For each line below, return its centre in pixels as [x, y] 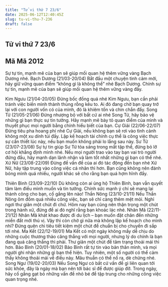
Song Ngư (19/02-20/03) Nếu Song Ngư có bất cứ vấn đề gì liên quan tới [80, 263]
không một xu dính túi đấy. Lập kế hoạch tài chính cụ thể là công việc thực [82, 136]
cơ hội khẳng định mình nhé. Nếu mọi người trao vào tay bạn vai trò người [81, 152]
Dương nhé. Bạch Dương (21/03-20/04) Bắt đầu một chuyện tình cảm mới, [81, 79]
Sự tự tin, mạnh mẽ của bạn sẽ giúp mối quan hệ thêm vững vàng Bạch [78, 73]
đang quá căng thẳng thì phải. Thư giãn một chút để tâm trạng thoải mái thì [82, 242]
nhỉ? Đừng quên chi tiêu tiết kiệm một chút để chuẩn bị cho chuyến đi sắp [81, 226]
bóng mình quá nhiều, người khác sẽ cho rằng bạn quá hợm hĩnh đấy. [76, 174]
